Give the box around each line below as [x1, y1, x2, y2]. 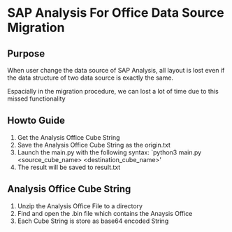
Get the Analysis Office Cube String [17, 133, 120, 141]
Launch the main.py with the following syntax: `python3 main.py [17, 148, 202, 157]
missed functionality [7, 94, 66, 103]
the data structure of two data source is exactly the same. [7, 73, 173, 82]
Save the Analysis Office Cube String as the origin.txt [17, 140, 171, 149]
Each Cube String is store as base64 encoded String [17, 217, 169, 225]
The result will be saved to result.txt [17, 163, 121, 171]
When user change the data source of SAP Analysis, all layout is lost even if [7, 66, 225, 74]
